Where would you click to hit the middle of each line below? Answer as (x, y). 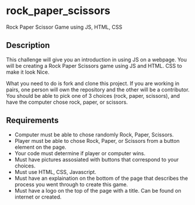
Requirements (32, 120)
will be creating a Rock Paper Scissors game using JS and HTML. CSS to (94, 66)
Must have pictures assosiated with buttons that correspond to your (97, 159)
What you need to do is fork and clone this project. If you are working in (93, 83)
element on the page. (40, 147)
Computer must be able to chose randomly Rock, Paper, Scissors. (94, 134)
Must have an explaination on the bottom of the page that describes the (101, 178)
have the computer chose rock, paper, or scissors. (67, 102)
